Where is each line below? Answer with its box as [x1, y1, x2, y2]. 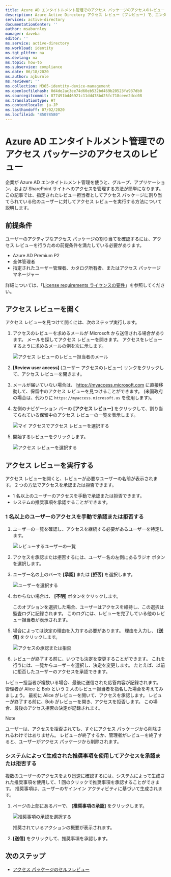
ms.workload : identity [5, 46, 53, 51]
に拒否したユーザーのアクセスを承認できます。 [12, 668, 110, 674]
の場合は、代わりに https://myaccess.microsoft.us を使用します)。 [12, 395, 155, 401]
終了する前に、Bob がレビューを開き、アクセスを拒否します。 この [14, 699, 154, 705]
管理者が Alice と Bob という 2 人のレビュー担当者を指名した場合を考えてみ [5, 686, 164, 692]
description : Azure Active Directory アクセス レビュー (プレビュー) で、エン [5, 12, 163, 17]
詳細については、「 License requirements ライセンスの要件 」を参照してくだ [5, 282, 161, 288]
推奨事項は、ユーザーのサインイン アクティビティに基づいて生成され [15, 785, 158, 792]
